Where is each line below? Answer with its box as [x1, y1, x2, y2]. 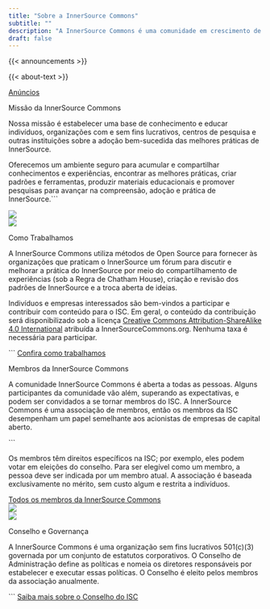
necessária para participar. [8, 333, 98, 342]
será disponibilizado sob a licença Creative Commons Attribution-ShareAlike [8, 316, 262, 325]
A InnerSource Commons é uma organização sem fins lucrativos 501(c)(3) [8, 542, 254, 552]
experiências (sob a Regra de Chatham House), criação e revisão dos [8, 275, 239, 284]
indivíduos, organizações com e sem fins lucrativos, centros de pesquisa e [8, 127, 256, 137]
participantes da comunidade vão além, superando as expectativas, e [8, 388, 239, 398]
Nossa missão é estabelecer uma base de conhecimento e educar [8, 118, 228, 129]
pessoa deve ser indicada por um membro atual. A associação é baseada [8, 470, 252, 480]
